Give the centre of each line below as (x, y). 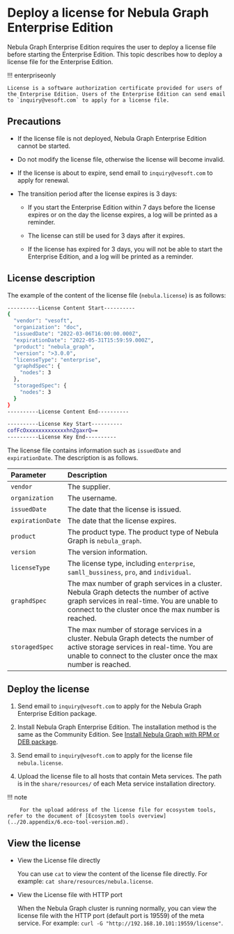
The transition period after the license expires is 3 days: (97, 194)
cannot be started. (44, 146)
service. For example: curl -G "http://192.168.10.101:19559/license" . (120, 923)
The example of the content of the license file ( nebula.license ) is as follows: (117, 295)
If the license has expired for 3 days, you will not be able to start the (125, 249)
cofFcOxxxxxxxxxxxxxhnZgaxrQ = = (53, 431)
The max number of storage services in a (134, 630)
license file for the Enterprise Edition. (60, 61)
